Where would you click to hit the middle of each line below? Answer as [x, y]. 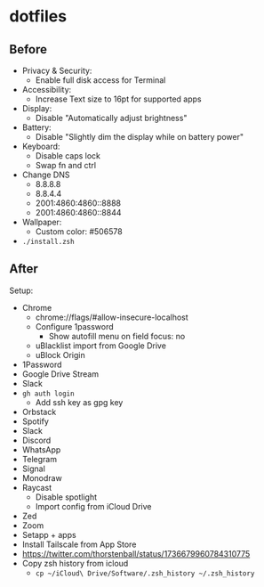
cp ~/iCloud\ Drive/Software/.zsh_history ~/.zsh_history [145, 573]
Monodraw [42, 477]
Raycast [36, 487]
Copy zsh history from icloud [75, 563]
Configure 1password [74, 326]
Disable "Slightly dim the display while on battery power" [140, 137]
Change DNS [46, 175]
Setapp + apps [49, 534]
